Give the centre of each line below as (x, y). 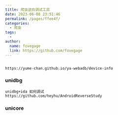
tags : (11, 32)
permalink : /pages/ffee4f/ (33, 19)
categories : (17, 23)
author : (13, 42)
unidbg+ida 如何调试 (25, 92)
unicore (15, 108)
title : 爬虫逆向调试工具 (28, 10)
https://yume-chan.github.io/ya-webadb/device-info (59, 68)
